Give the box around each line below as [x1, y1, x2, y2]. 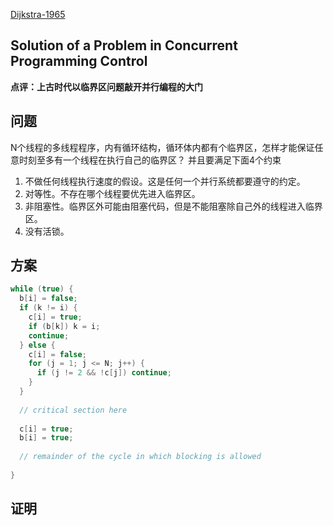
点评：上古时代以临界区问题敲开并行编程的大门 [10, 80, 203, 93]
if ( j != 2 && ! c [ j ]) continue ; [36, 368, 172, 378]
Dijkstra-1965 [10, 9, 66, 20]
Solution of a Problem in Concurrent [10, 37, 238, 54]
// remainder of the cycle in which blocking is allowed [19, 452, 262, 462]
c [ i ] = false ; [28, 349, 87, 359]
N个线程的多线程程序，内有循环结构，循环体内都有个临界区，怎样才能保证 [10, 141, 315, 153]
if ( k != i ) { [19, 303, 78, 313]
